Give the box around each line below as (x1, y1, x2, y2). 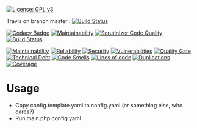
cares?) (15, 108, 35, 115)
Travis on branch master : (6, 18, 71, 24)
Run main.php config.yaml (15, 114, 81, 121)
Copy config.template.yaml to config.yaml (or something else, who (15, 101, 183, 109)
